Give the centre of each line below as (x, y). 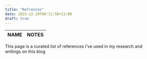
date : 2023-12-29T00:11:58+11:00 (39, 14)
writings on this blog (25, 52)
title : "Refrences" (25, 9)
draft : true (17, 18)
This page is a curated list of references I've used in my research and (74, 46)
